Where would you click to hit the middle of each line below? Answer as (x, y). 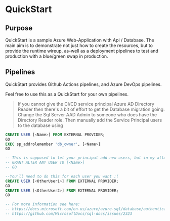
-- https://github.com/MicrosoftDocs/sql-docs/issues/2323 (69, 214)
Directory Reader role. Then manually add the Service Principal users (90, 120)
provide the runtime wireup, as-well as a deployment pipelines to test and (82, 51)
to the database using (40, 125)
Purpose (19, 28)
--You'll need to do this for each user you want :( (62, 176)
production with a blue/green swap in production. (57, 56)
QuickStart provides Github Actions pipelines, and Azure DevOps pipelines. (83, 84)
